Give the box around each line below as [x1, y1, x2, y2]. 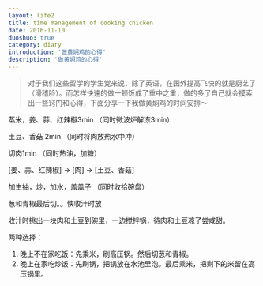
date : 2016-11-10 [8, 26, 66, 34]
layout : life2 [8, 11, 55, 20]
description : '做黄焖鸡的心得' [8, 56, 103, 64]
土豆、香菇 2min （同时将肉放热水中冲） [8, 131, 140, 141]
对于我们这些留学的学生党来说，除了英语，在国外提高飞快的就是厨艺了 [27, 78, 257, 88]
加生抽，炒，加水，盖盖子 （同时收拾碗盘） [8, 182, 148, 191]
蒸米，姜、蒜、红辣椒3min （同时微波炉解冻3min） [8, 115, 175, 124]
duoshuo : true [8, 33, 55, 42]
